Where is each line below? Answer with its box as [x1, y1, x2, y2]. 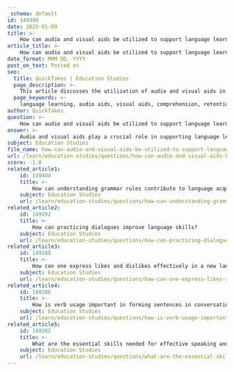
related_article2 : [7, 205, 61, 212]
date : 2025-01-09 [7, 23, 58, 30]
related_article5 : [7, 321, 61, 328]
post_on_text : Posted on [7, 62, 79, 69]
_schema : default [7, 10, 58, 17]
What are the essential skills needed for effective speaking [32, 340, 217, 347]
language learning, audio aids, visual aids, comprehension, [19, 101, 201, 108]
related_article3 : [7, 243, 61, 251]
